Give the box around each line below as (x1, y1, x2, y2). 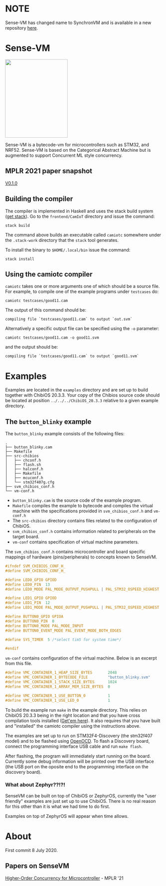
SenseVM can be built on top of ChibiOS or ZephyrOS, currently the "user (5, 792, 157, 799)
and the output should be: (5, 344, 58, 350)
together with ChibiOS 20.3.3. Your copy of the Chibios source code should (5, 392, 160, 398)
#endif (5, 646, 19, 651)
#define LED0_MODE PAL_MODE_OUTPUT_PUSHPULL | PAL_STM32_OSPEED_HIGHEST (5, 586, 160, 592)
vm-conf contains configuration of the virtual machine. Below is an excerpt (5, 655, 157, 661)
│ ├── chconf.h (5, 458, 41, 463)
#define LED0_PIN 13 (5, 582, 50, 587)
